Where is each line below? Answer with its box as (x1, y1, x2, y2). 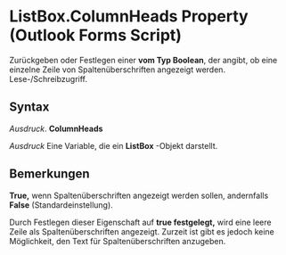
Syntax (9, 100, 50, 115)
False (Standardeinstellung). (9, 199, 113, 210)
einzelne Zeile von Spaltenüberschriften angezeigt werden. (9, 64, 225, 75)
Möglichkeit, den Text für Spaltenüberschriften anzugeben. (9, 235, 226, 246)
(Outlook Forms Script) (9, 25, 183, 45)
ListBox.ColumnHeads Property (9, 6, 249, 27)
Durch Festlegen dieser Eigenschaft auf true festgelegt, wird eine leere (9, 217, 272, 227)
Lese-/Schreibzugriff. (9, 73, 87, 84)
